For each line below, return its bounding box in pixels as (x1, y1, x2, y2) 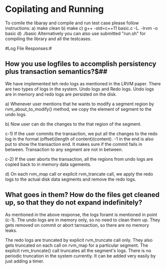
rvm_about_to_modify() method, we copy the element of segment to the (5, 106, 152, 112)
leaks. (5, 227, 17, 233)
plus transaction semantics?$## (5, 67, 108, 76)
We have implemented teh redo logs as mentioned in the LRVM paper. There (5, 80, 161, 86)
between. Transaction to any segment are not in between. (5, 146, 123, 152)
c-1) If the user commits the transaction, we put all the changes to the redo (5, 131, 158, 136)
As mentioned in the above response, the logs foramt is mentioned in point (5, 211, 158, 217)
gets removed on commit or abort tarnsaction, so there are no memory (5, 222, 150, 228)
